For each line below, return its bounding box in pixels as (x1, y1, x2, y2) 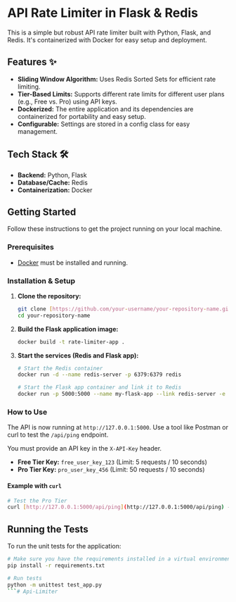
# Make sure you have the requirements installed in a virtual (7, 556, 197, 563)
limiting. (17, 82, 41, 91)
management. (17, 127, 58, 135)
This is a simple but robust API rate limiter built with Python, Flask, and (7, 28, 211, 37)
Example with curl (7, 481, 62, 490)
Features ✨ (7, 56, 57, 68)
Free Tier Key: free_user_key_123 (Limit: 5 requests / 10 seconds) (17, 458, 207, 466)
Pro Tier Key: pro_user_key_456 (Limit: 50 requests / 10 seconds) (17, 465, 205, 474)
